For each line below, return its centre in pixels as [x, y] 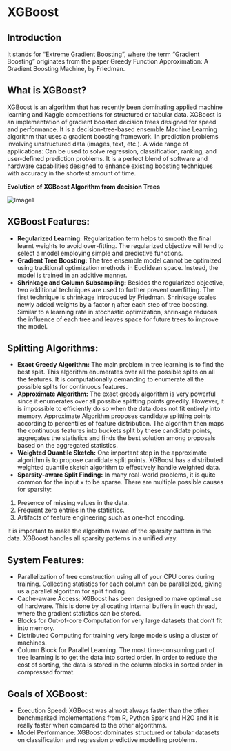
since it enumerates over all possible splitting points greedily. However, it [120, 401]
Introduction [34, 38]
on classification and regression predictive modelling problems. [107, 740]
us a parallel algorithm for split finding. [72, 591]
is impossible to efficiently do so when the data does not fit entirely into [119, 409]
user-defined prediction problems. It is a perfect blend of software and [108, 158]
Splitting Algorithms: [53, 349]
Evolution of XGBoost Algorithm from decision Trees [84, 187]
